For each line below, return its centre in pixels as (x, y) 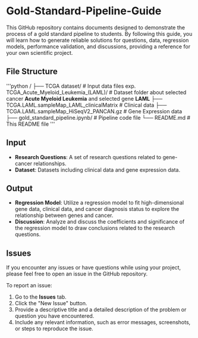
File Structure (32, 72)
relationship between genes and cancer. (64, 215)
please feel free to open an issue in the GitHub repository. (77, 274)
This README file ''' (31, 124)
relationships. (50, 163)
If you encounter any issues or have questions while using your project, (94, 268)
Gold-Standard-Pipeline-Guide (84, 11)
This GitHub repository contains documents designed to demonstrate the (96, 27)
